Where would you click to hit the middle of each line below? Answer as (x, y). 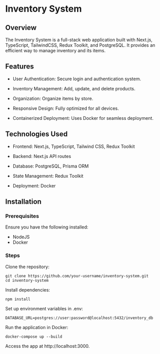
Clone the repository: (27, 267)
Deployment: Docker (34, 185)
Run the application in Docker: (37, 327)
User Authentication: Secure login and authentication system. (77, 79)
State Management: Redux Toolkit (48, 176)
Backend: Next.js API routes (42, 156)
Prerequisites (22, 216)
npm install (18, 299)
